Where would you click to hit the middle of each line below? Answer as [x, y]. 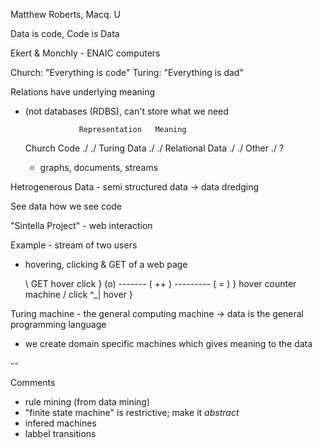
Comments [33, 382]
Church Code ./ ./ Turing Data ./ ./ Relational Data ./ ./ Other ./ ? [154, 148]
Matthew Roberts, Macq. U [65, 14]
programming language [58, 324]
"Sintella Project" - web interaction [81, 225]
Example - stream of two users [74, 245]
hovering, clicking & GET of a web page [106, 264]
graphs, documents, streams [99, 167]
